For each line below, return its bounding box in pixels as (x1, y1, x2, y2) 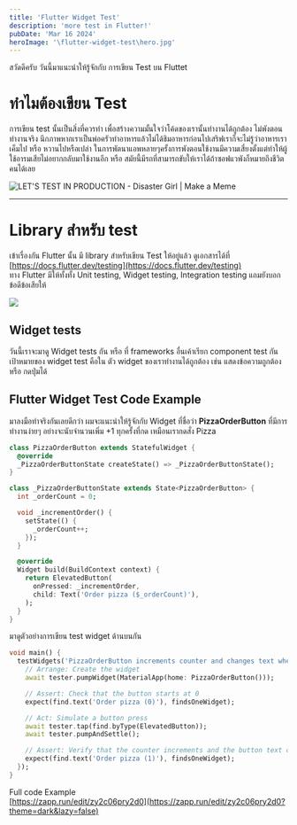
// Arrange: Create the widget (25, 665, 141, 674)
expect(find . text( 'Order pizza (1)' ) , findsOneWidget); (25, 754, 236, 763)
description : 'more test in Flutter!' (9, 21, 152, 30)
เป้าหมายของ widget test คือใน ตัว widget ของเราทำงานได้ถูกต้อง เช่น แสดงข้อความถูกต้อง (9, 355, 282, 366)
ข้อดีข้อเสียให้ (9, 280, 47, 291)
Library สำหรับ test (9, 221, 139, 240)
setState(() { (25, 516, 77, 525)
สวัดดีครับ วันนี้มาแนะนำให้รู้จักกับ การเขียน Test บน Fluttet (9, 62, 188, 73)
